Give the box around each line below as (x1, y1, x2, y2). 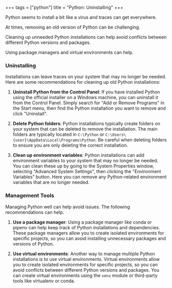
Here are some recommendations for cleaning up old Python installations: (5, 79, 161, 85)
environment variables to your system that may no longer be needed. (12, 158, 159, 164)
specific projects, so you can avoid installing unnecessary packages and (12, 235, 166, 242)
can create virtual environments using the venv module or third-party (12, 272, 158, 278)
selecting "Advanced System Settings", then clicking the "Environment (12, 169, 161, 175)
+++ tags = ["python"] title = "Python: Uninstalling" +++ (5, 5, 124, 10)
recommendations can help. (5, 209, 64, 215)
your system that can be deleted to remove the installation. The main (12, 126, 158, 132)
